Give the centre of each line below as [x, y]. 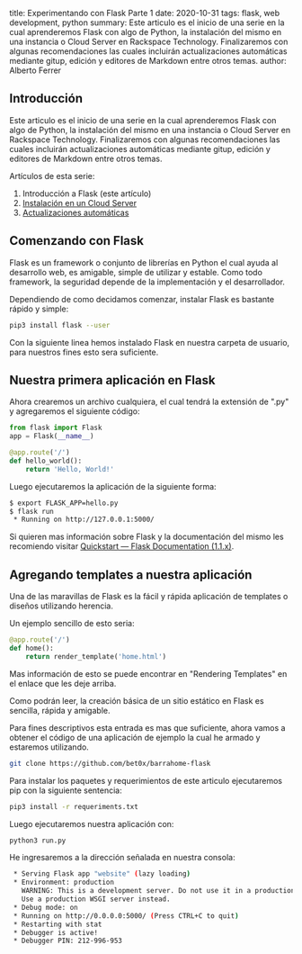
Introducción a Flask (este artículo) [87, 193]
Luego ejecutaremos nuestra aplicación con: [92, 823]
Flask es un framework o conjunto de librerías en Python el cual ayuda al [144, 262]
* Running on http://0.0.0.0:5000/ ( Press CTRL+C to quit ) [126, 916]
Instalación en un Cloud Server [80, 202]
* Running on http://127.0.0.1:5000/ [84, 520]
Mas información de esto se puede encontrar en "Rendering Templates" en [148, 673]
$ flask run [31, 511]
